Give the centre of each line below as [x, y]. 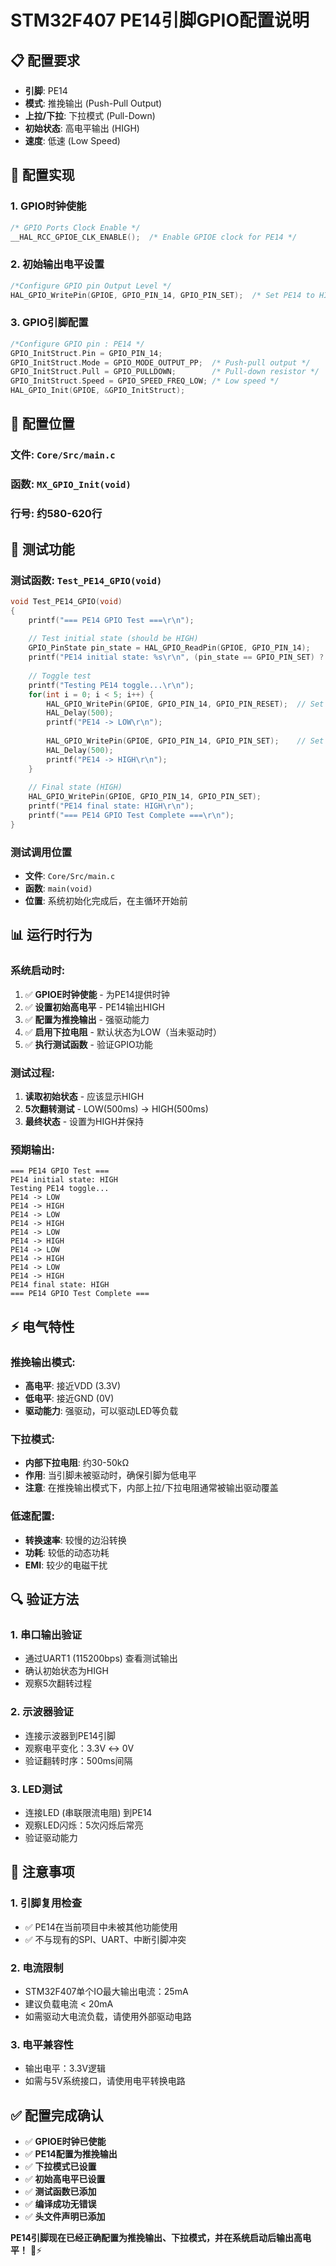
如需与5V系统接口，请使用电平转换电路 [105, 2081]
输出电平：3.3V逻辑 [65, 2068]
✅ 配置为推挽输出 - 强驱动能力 [87, 1019]
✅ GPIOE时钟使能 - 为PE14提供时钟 [97, 994]
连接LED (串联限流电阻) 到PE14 [88, 1812]
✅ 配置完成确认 [57, 2115]
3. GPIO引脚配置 [49, 323]
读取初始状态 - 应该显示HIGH [84, 1097]
